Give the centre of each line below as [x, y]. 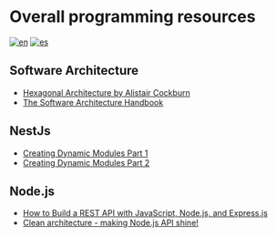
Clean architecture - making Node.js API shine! [110, 223]
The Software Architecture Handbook [93, 102]
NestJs [31, 131]
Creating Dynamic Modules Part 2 [86, 162]
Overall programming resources [133, 17]
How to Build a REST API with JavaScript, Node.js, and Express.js [145, 213]
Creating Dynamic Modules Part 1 [85, 153]
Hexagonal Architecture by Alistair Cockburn [106, 92]
